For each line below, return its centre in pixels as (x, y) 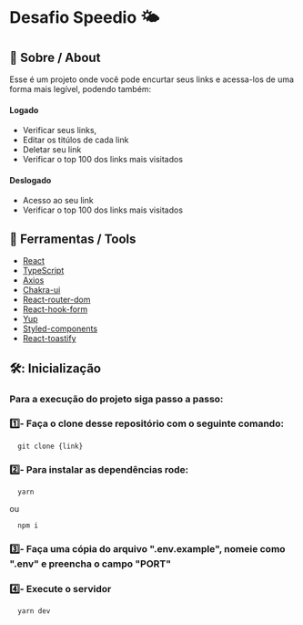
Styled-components (60, 328)
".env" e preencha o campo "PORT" (90, 564)
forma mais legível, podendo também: (81, 89)
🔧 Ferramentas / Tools (73, 239)
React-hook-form (55, 309)
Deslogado (30, 180)
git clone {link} (50, 446)
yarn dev (34, 611)
